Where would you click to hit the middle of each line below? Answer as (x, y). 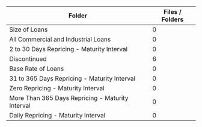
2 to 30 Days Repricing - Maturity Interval (69, 49)
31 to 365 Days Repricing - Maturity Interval (72, 79)
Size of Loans (29, 29)
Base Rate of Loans (37, 69)
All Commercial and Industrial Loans (60, 39)
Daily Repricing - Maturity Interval (57, 115)
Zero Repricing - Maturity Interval (57, 88)
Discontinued (28, 59)
